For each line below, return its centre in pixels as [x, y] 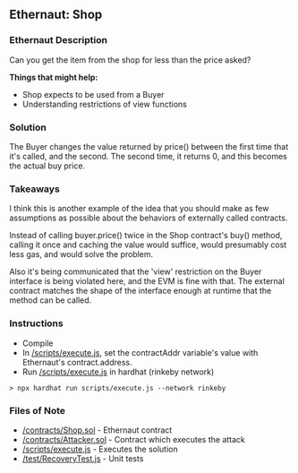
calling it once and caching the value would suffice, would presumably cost [148, 245]
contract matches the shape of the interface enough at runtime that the [140, 291]
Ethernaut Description [58, 40]
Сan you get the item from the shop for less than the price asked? [130, 60]
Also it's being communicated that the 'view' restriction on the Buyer [136, 271]
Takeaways [34, 189]
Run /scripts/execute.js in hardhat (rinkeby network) [118, 372]
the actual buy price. [47, 166]
